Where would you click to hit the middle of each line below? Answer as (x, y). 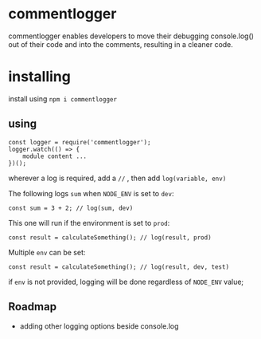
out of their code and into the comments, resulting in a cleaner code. (121, 44)
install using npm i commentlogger (63, 99)
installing (40, 77)
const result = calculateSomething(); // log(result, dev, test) (119, 267)
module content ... (55, 156)
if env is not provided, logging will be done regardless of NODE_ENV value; (126, 282)
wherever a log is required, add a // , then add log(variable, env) (117, 178)
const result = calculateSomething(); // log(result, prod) (110, 237)
